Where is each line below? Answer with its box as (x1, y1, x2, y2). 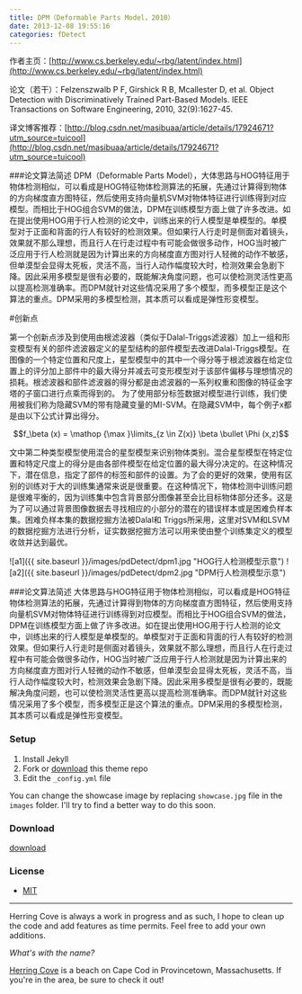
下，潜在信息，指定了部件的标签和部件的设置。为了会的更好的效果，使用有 (9, 469, 285, 481)
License (9, 865, 45, 877)
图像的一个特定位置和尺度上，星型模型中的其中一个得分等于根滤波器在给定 (9, 354, 285, 365)
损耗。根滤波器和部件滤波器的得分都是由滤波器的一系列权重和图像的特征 (9, 377, 277, 387)
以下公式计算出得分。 (24, 411, 104, 422)
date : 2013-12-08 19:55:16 (9, 22, 111, 31)
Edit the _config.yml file (22, 772, 111, 783)
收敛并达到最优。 (9, 537, 73, 548)
